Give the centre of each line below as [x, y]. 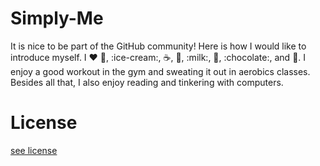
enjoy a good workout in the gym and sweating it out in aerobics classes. [160, 71]
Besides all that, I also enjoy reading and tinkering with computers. [147, 82]
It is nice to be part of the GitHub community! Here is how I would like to [158, 46]
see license [34, 150]
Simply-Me [57, 18]
